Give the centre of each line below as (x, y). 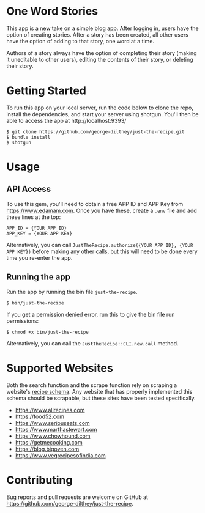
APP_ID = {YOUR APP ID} (37, 228)
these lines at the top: (34, 217)
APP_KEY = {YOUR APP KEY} (39, 234)
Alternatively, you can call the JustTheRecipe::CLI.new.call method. (92, 343)
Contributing (39, 480)
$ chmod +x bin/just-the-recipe (47, 332)
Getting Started (47, 91)
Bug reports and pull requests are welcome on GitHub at (77, 497)
